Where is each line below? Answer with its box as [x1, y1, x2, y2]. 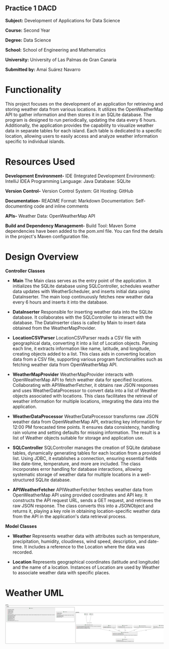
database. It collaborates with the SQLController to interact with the [12, 314, 152, 320]
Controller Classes [5, 268, 45, 274]
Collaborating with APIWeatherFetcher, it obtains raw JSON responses [12, 382, 158, 388]
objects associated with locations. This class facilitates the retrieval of [12, 392, 158, 398]
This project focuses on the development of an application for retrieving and [5, 101, 163, 107]
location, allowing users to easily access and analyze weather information [5, 133, 158, 139]
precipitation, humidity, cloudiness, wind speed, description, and [12, 538, 147, 544]
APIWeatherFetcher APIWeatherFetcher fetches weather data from [12, 486, 153, 492]
